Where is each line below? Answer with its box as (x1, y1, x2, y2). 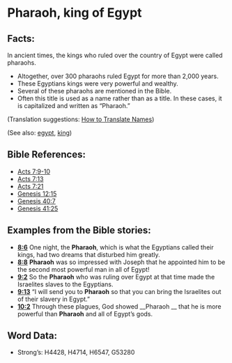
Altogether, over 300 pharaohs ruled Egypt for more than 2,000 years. (17, 72, 219, 80)
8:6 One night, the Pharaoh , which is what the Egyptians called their (17, 242, 214, 252)
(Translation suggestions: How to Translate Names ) (7, 115, 155, 123)
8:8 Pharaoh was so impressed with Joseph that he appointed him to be (17, 258, 226, 266)
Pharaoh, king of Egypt (7, 5, 142, 21)
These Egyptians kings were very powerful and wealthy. (17, 79, 179, 88)
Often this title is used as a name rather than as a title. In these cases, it (17, 94, 222, 102)
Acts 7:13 (17, 174, 44, 183)
